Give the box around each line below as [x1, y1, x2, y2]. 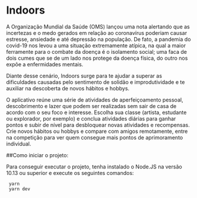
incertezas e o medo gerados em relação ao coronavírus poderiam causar [6, 29, 188, 36]
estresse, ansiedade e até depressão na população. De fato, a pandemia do [6, 35, 191, 43]
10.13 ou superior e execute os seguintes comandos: [6, 169, 134, 176]
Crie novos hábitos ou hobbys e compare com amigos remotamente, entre [6, 128, 188, 135]
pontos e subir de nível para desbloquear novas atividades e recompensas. [6, 121, 190, 128]
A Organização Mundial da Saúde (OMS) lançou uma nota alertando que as [6, 23, 190, 30]
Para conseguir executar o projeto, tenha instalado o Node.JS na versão [6, 163, 182, 170]
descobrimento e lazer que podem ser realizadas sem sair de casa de [6, 102, 177, 109]
